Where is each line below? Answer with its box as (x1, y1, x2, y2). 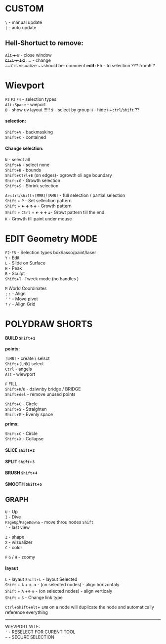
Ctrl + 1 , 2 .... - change (5, 57, 51, 63)
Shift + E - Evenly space (5, 411, 53, 418)
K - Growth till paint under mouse (5, 216, 72, 222)
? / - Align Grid (5, 301, 36, 307)
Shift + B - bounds (5, 167, 41, 173)
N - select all (5, 157, 30, 163)
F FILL (5, 381, 17, 387)
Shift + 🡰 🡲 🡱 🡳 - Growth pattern (5, 203, 72, 209)
